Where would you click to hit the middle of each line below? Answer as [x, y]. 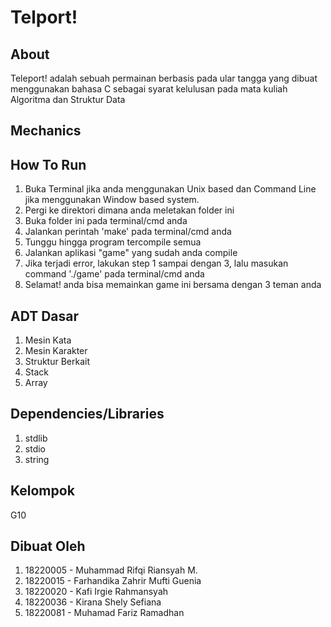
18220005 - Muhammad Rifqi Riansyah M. [111, 570]
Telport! [44, 17]
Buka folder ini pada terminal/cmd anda [106, 221]
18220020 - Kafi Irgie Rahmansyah [96, 592]
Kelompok [42, 491]
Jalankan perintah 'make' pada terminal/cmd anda [128, 232]
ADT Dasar [45, 316]
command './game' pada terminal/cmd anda [114, 274]
